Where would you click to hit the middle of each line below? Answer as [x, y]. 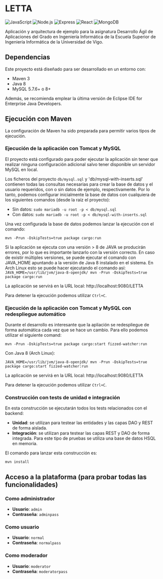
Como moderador [26, 556]
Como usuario [22, 527]
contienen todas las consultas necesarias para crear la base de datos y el [79, 184]
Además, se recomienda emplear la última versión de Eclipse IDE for [74, 98]
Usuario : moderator [31, 566]
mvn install [17, 462]
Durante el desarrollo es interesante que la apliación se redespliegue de [77, 325]
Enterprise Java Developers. [33, 104]
